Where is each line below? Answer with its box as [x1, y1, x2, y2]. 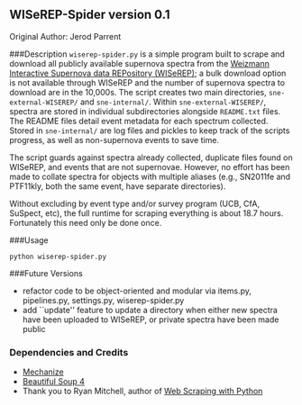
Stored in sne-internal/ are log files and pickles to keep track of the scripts [9, 125, 290, 136]
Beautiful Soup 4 [22, 376, 86, 387]
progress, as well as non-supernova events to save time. [9, 134, 219, 145]
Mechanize [22, 366, 65, 377]
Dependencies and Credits [9, 346, 129, 358]
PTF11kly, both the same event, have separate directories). [9, 180, 226, 192]
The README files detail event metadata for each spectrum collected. [9, 115, 269, 126]
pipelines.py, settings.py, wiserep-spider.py [22, 294, 185, 305]
